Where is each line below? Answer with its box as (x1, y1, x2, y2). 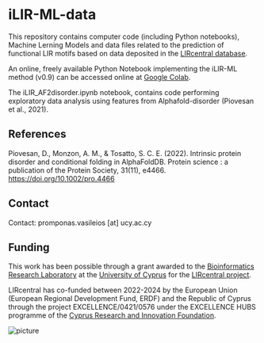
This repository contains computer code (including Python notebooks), (8, 32, 240, 41)
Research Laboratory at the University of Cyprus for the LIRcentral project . (8, 270, 252, 280)
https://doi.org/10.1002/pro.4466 (8, 173, 115, 183)
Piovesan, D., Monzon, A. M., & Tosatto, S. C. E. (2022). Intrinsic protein (8, 148, 242, 158)
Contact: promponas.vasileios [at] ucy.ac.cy (8, 218, 152, 227)
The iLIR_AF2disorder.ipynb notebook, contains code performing (8, 87, 220, 97)
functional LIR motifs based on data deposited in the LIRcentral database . (8, 48, 248, 58)
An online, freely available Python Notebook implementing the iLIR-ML (8, 63, 238, 73)
